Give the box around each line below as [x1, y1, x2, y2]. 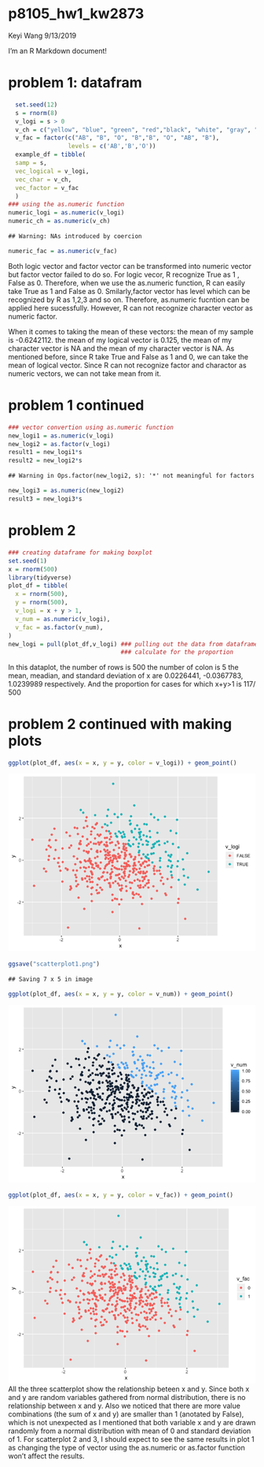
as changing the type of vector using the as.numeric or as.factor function [8, 1443, 245, 1452]
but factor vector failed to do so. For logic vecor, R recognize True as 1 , [8, 270, 240, 279]
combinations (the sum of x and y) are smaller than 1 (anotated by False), [8, 1409, 244, 1419]
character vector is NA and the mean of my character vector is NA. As [8, 344, 235, 353]
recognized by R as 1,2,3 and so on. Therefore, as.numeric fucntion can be [8, 295, 250, 304]
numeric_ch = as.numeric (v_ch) [8, 218, 111, 225]
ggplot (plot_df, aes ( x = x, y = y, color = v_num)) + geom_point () [8, 990, 234, 998]
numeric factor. [8, 311, 57, 321]
